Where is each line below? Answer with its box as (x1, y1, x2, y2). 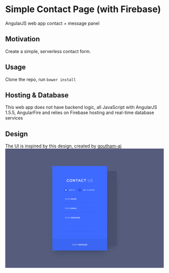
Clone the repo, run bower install (5, 76, 76, 82)
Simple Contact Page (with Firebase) (5, 4, 161, 15)
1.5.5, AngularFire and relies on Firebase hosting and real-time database (5, 110, 154, 116)
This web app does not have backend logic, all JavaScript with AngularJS (5, 104, 157, 111)
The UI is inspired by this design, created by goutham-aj (5, 143, 122, 149)
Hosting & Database (5, 91, 69, 99)
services (5, 115, 23, 121)
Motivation (5, 35, 40, 43)
